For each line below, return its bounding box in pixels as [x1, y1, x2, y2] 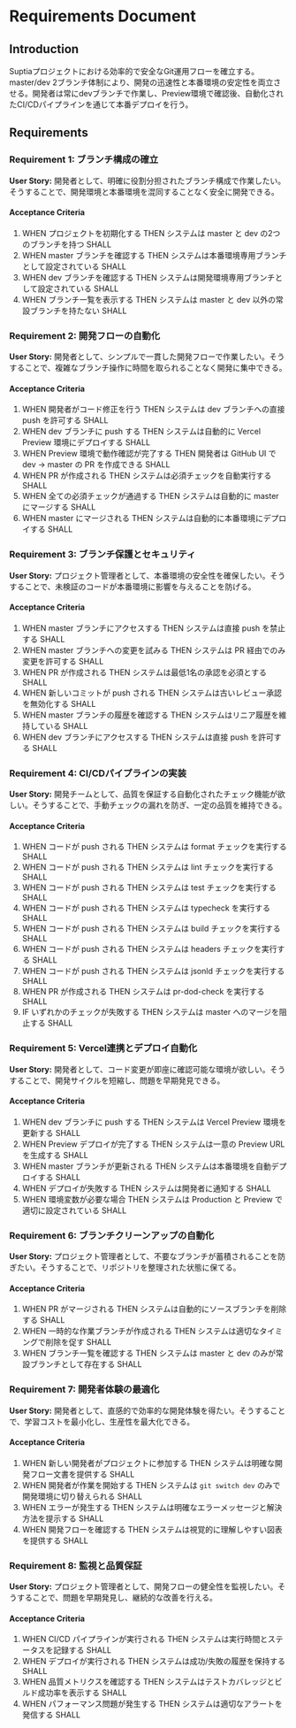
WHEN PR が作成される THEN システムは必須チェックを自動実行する [21, 471, 272, 481]
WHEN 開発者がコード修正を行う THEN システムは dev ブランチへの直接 [21, 404, 285, 415]
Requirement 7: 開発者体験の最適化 [9, 1383, 160, 1395]
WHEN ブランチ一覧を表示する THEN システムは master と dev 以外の [21, 294, 277, 304]
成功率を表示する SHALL [37, 1687, 127, 1698]
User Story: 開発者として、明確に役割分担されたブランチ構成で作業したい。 [9, 175, 286, 186]
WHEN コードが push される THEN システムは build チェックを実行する [21, 923, 281, 934]
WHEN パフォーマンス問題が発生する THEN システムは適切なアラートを [21, 1699, 283, 1709]
